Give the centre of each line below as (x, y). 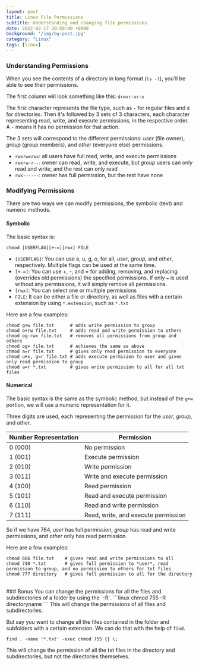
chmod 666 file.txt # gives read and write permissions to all (90, 558)
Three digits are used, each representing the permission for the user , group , (99, 416)
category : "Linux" (29, 39)
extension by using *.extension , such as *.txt (72, 303)
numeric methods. (29, 210)
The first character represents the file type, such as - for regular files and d (98, 108)
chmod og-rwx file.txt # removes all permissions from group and (91, 336)
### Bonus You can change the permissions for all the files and (84, 591)
